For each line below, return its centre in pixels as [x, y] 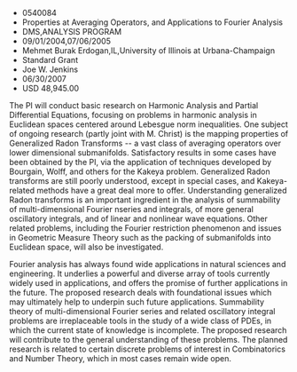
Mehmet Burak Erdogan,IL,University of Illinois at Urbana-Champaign [148, 51]
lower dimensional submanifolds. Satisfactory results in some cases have [143, 153]
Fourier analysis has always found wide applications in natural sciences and [148, 264]
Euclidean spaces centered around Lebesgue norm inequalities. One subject [148, 124]
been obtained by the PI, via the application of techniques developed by [141, 162]
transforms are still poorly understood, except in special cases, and [132, 181]
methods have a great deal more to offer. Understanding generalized [162, 190]
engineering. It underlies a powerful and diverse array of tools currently [140, 273]
